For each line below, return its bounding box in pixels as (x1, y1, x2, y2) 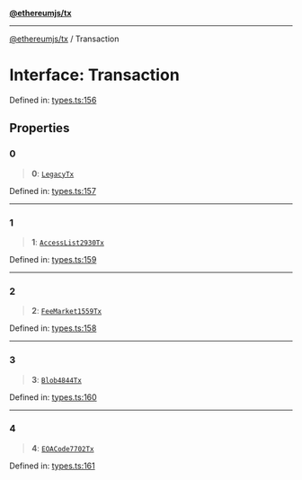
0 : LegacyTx (31, 168, 75, 179)
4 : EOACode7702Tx (31, 442, 94, 453)
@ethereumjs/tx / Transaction (9, 33, 120, 44)
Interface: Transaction (9, 65, 180, 85)
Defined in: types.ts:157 (9, 185, 97, 196)
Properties (9, 120, 70, 136)
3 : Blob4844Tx (31, 374, 83, 385)
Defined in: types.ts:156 (9, 94, 97, 105)
